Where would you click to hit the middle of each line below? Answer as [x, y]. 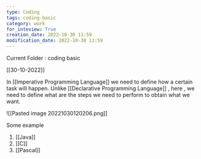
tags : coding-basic [31, 18]
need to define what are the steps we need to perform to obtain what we [98, 95]
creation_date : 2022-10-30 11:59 [49, 35]
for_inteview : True [31, 29]
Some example [25, 125]
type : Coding [23, 12]
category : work [26, 23]
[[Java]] [25, 137]
